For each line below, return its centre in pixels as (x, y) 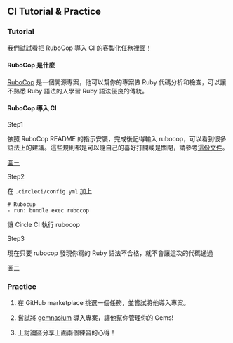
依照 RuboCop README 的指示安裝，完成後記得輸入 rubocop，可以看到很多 (117, 139)
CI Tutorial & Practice (54, 12)
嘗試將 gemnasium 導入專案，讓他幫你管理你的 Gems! (95, 318)
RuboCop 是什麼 (31, 65)
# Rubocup (22, 205)
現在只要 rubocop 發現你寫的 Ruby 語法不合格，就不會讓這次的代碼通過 (110, 253)
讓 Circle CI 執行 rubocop (44, 225)
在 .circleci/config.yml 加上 (50, 191)
